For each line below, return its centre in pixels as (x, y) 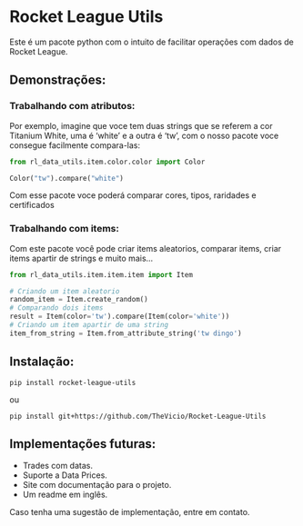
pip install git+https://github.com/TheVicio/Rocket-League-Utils (138, 416)
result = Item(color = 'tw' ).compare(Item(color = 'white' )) (120, 317)
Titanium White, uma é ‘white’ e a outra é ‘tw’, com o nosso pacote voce (144, 135)
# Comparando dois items (56, 308)
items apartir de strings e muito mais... (81, 258)
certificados (32, 205)
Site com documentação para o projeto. (97, 485)
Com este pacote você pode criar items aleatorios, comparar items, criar (146, 248)
